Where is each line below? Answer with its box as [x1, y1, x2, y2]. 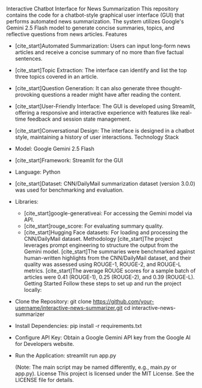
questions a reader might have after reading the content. [41, 91, 182, 98]
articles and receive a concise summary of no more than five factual [14, 49, 184, 56]
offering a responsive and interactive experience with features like [14, 109, 179, 116]
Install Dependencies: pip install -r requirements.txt [14, 323, 142, 329]
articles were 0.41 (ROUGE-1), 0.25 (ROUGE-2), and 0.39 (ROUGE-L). [23, 273, 195, 280]
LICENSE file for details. [14, 377, 74, 383]
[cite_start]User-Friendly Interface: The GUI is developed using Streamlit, [14, 103, 196, 110]
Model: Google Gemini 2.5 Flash [14, 145, 94, 152]
